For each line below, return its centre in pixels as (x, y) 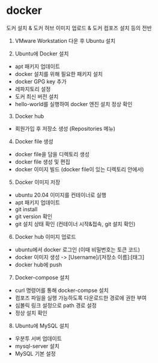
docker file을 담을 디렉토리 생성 (52, 154)
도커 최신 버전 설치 (37, 96)
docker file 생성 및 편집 (42, 162)
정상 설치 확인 (31, 313)
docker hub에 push (38, 264)
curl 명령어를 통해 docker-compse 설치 (62, 290)
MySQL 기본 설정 (35, 353)
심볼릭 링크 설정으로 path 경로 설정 (56, 305)
